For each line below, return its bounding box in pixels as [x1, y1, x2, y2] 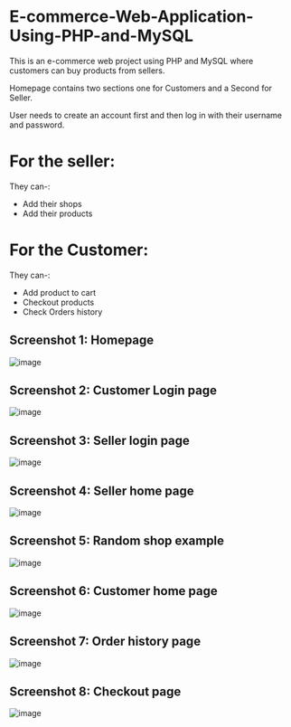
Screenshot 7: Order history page [9, 634, 202, 649]
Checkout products [22, 297, 95, 307]
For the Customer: [9, 240, 149, 260]
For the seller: [9, 151, 116, 172]
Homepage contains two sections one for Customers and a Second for [9, 82, 273, 93]
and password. [9, 119, 65, 130]
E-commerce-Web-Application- [9, 6, 254, 27]
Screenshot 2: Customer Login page [9, 382, 217, 399]
